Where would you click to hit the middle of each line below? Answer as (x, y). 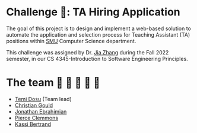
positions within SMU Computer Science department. (71, 41)
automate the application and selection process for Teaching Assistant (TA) (98, 34)
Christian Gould (34, 105)
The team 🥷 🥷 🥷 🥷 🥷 (53, 83)
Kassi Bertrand (33, 124)
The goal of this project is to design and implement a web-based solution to (99, 28)
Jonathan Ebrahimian (41, 111)
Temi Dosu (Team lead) (43, 99)
